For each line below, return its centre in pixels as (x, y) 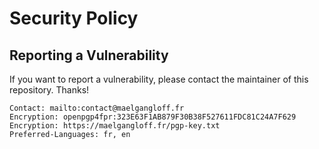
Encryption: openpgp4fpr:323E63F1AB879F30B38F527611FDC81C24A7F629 (153, 117)
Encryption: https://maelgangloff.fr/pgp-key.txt (115, 126)
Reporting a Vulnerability (89, 55)
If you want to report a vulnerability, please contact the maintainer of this (159, 79)
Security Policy (74, 18)
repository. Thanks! (49, 90)
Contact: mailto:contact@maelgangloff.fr (97, 108)
